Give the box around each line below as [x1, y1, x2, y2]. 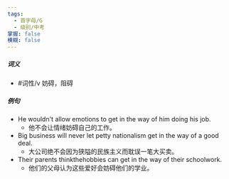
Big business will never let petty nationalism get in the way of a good [17, 131, 219, 140]
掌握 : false [7, 30, 41, 38]
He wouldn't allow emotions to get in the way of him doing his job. [17, 115, 211, 124]
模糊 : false [7, 37, 41, 44]
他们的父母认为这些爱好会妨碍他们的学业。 [28, 164, 154, 173]
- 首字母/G [14, 17, 43, 24]
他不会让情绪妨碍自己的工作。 [28, 124, 116, 132]
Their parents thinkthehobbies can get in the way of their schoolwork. [17, 156, 223, 164]
